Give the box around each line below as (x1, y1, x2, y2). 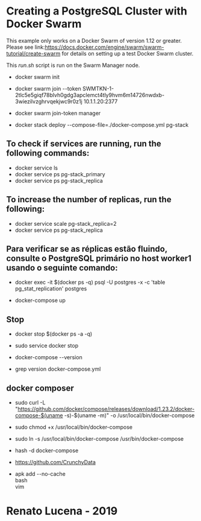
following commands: (6, 148, 90, 158)
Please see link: (6, 43, 45, 51)
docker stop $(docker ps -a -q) (14, 330, 93, 337)
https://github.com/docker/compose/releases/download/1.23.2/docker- (17, 406, 195, 412)
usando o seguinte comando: (6, 263, 119, 273)
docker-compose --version (14, 354, 82, 361)
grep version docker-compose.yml (14, 365, 101, 372)
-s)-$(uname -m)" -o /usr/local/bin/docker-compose (64, 412, 195, 419)
